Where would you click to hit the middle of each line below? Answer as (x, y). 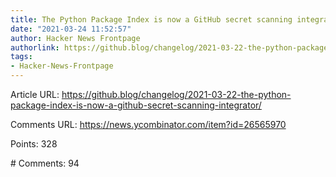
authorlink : (35, 47)
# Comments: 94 (45, 163)
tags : (21, 57)
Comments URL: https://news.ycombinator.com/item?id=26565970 (148, 124)
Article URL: (35, 94)
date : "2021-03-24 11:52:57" (71, 29)
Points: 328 (34, 144)
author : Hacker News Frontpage (75, 38)
